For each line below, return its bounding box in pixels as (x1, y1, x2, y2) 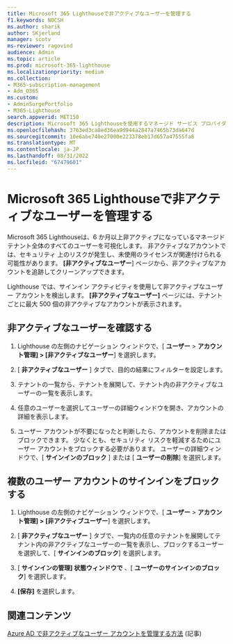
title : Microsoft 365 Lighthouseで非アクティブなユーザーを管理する (7, 10, 191, 17)
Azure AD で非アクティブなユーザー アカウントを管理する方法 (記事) (7, 629, 202, 638)
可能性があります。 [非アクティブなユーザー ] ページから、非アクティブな (7, 259, 214, 267)
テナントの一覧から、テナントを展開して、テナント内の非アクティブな (17, 380, 218, 388)
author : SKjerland (7, 29, 61, 37)
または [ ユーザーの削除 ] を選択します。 (112, 453, 225, 461)
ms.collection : (7, 74, 51, 82)
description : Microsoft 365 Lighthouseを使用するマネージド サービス (7, 120, 198, 127)
